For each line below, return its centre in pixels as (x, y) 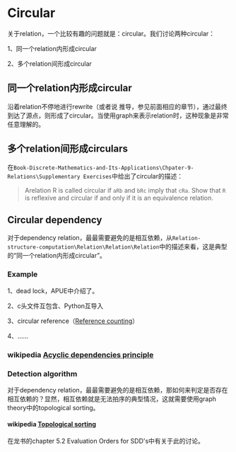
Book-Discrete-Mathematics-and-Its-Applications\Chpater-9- (104, 168)
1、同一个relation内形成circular (52, 48)
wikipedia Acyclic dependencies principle (81, 354)
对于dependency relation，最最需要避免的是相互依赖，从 (90, 238)
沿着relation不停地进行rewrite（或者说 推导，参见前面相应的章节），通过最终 (117, 106)
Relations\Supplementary (44, 176)
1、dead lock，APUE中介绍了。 (53, 290)
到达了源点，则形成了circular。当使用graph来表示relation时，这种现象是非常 (118, 115)
